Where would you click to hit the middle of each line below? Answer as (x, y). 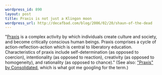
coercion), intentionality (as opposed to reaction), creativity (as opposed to (80, 57)
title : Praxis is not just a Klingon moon (48, 18)
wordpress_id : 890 (23, 9)
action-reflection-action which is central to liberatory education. (69, 47)
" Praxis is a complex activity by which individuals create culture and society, (81, 37)
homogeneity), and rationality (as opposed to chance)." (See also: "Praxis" (79, 62)
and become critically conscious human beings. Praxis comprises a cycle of (81, 42)
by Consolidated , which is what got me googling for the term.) (67, 68)
